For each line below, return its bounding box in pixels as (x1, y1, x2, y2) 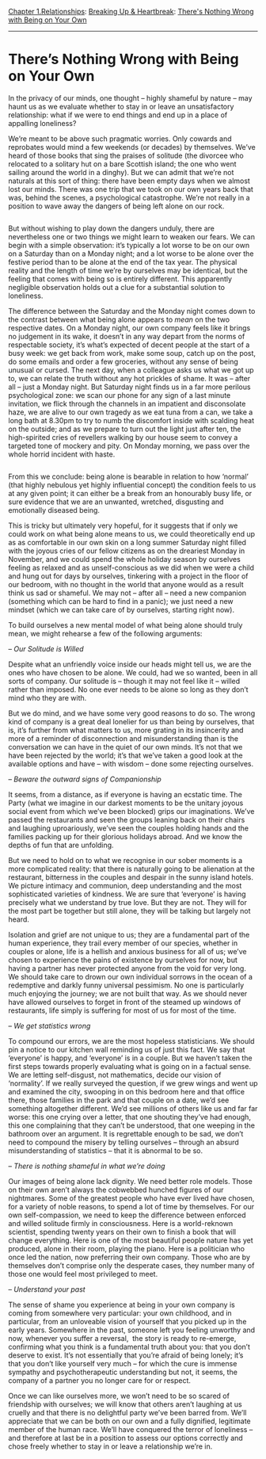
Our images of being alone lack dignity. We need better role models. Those (8, 1176, 253, 1186)
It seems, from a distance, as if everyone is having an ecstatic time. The (8, 789, 243, 799)
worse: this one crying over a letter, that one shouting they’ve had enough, (8, 1112, 252, 1121)
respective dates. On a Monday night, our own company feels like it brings (8, 323, 251, 332)
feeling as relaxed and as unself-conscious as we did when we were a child (8, 563, 255, 572)
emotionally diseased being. (8, 505, 101, 514)
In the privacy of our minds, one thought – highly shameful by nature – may (8, 93, 253, 102)
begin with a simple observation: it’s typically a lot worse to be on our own (8, 240, 250, 250)
